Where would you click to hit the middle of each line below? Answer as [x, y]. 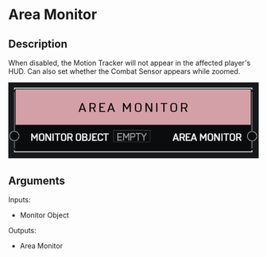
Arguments [37, 180]
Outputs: [23, 230]
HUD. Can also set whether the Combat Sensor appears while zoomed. [124, 71]
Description [38, 44]
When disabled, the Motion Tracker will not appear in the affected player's [130, 63]
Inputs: [19, 199]
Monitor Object [44, 215]
